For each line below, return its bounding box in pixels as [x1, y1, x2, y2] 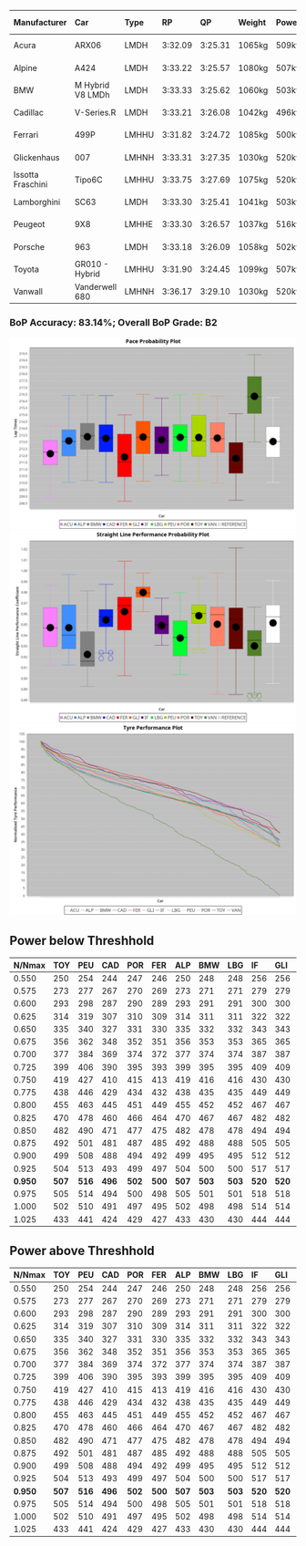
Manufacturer [13, 17, 67, 27]
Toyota [13, 264, 39, 275]
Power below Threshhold [9, 932, 155, 949]
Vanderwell [74, 281, 117, 292]
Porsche [13, 241, 46, 252]
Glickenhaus [13, 151, 60, 162]
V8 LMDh [74, 89, 110, 100]
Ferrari [13, 130, 39, 140]
